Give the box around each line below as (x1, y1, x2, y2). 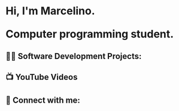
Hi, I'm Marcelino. (5, 4, 95, 18)
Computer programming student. (5, 27, 174, 41)
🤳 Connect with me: (5, 95, 80, 106)
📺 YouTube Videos (5, 72, 78, 82)
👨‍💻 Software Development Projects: (5, 51, 142, 61)
